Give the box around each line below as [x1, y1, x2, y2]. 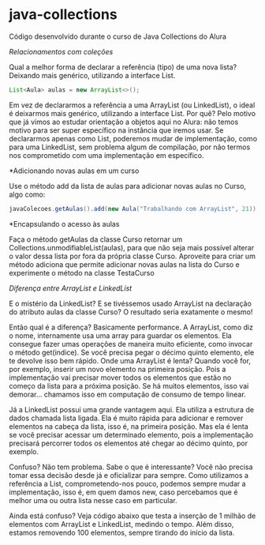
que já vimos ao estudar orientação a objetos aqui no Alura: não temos [9, 117, 239, 126]
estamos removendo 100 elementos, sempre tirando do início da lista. [9, 528, 235, 537]
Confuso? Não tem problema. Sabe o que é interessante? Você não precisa [9, 462, 253, 472]
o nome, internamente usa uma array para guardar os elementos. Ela [9, 330, 232, 340]
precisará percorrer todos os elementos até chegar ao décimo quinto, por [9, 438, 248, 448]
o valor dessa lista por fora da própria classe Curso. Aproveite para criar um [9, 251, 256, 261]
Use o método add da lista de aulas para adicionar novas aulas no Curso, [9, 181, 247, 190]
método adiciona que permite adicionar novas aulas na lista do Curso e [9, 259, 240, 269]
